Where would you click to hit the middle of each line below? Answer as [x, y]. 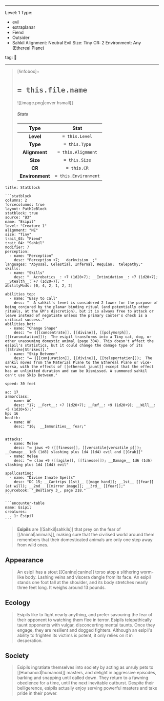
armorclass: [17, 396]
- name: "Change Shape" [33, 328]
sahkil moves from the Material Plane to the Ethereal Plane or [72, 362]
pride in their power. [37, 693]
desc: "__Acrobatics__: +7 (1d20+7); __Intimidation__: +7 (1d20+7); [86, 277]
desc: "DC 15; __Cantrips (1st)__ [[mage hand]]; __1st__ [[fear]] [84, 482]
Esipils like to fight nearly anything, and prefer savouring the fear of [85, 614]
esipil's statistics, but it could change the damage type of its [74, 345]
